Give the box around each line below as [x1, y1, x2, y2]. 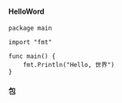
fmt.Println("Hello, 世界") [23, 61, 115, 69]
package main [8, 24, 53, 32]
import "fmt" [8, 39, 53, 47]
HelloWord [8, 6, 44, 16]
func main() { [8, 52, 57, 60]
